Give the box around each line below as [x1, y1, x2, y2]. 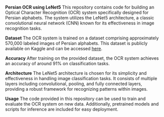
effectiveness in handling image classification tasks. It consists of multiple [5, 76, 158, 81]
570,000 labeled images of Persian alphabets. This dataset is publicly [5, 40, 148, 46]
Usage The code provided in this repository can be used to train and [5, 96, 146, 102]
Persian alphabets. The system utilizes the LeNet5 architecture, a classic [5, 15, 155, 20]
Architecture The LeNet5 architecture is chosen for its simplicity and [5, 70, 147, 76]
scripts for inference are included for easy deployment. [5, 107, 119, 112]
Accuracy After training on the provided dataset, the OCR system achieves [5, 55, 159, 61]
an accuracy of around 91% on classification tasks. [5, 61, 110, 66]
